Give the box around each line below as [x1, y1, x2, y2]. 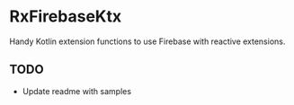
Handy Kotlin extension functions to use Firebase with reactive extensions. [9, 36, 286, 47]
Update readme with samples [22, 85, 132, 96]
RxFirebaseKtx [9, 6, 122, 27]
